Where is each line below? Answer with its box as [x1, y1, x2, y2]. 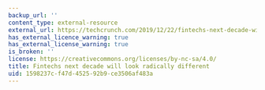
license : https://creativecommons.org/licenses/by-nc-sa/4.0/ [8, 56, 217, 63]
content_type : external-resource [8, 19, 118, 27]
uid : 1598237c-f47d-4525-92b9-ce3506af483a [8, 70, 154, 77]
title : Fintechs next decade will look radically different [8, 63, 211, 70]
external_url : [8, 26, 55, 34]
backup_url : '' [8, 11, 58, 20]
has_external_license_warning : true [8, 41, 129, 49]
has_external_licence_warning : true [8, 33, 129, 41]
